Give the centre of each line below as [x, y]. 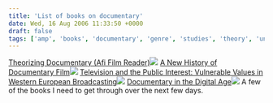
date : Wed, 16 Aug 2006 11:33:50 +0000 [76, 24]
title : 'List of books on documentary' [76, 16]
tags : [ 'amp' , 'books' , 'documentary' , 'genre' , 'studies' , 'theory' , [130, 39]
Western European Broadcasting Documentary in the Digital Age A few [135, 82]
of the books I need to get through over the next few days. [106, 91]
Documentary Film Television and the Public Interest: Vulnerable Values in [136, 72]
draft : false [30, 31]
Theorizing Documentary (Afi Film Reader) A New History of [113, 62]
